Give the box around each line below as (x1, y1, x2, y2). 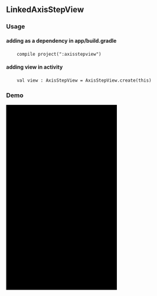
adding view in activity (6, 63, 63, 70)
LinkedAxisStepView (6, 5, 84, 15)
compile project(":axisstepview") (17, 51, 102, 57)
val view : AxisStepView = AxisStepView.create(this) (17, 77, 152, 83)
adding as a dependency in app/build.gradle (6, 37, 117, 44)
